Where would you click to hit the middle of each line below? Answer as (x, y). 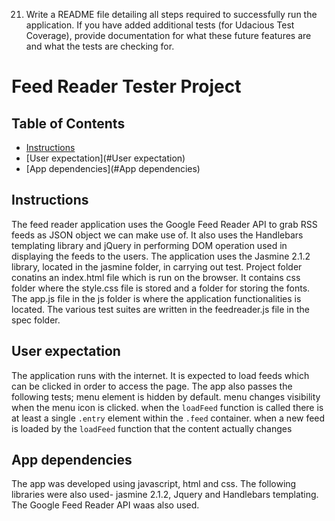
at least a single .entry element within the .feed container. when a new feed (168, 418)
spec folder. (36, 320)
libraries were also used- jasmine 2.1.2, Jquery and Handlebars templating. (165, 495)
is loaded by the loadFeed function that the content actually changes (152, 428)
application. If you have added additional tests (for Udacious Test (160, 25)
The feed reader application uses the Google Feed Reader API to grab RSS (164, 224)
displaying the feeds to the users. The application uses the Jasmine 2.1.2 (161, 256)
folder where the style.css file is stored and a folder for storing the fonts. (161, 288)
